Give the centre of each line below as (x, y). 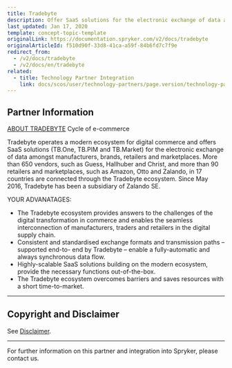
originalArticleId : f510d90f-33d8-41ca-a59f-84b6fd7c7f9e (92, 46)
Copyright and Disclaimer (63, 314)
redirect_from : (29, 52)
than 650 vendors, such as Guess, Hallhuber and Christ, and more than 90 (113, 164)
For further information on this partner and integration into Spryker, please (113, 351)
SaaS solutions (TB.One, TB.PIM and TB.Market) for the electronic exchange (116, 150)
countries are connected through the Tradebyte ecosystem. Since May (108, 179)
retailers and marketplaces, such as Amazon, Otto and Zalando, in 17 (105, 172)
